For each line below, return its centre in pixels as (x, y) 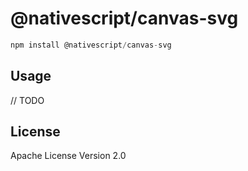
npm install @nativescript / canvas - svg (91, 45)
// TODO (27, 100)
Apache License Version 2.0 (68, 156)
